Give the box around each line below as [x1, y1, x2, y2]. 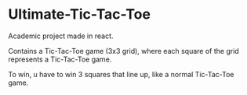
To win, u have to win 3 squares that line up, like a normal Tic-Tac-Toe [8, 69, 234, 79]
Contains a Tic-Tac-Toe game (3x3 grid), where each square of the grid [8, 46, 239, 55]
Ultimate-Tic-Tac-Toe [8, 5, 151, 23]
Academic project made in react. [8, 31, 114, 40]
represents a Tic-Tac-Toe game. [8, 55, 112, 64]
